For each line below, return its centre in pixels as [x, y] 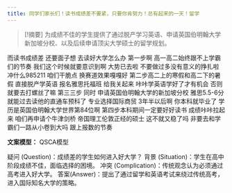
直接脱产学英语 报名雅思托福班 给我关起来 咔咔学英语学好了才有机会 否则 [119, 83]
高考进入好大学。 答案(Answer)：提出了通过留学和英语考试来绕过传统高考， [116, 174]
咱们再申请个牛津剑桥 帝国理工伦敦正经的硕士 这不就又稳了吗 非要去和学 [118, 118]
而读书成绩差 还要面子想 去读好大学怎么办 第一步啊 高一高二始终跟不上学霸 [114, 58]
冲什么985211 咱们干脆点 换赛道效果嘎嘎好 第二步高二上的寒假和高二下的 [111, 75]
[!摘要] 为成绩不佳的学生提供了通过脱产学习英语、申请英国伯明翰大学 [122, 34]
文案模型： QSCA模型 [38, 142]
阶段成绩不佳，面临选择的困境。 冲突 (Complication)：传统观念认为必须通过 [115, 165]
